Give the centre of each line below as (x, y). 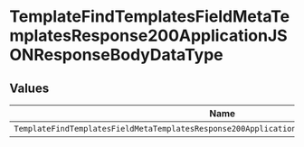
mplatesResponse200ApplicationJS (148, 36)
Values (29, 88)
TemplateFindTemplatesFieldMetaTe (150, 17)
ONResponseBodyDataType (116, 55)
